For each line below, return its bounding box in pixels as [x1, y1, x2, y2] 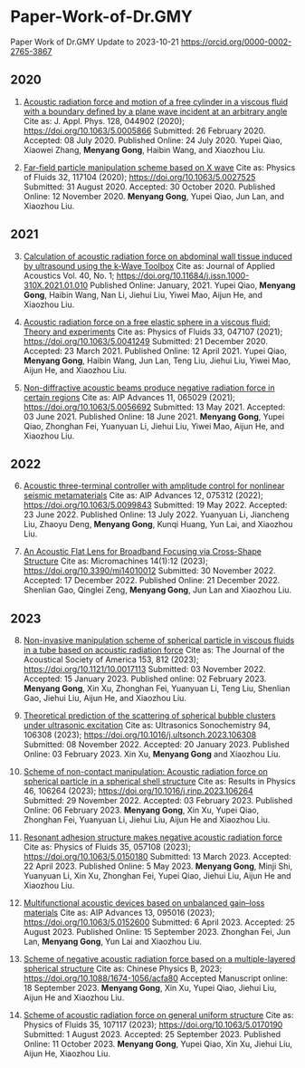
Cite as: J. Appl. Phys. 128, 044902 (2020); [23, 115, 185, 126]
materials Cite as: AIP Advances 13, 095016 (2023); [23, 908, 215, 919]
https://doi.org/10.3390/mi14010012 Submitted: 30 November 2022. [23, 565, 276, 576]
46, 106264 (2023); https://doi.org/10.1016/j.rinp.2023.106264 [23, 785, 253, 796]
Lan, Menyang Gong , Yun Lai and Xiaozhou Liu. [23, 936, 203, 948]
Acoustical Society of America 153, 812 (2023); [23, 654, 199, 665]
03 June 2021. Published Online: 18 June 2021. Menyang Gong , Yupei [23, 410, 285, 422]
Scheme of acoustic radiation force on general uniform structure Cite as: [23, 1010, 294, 1021]
